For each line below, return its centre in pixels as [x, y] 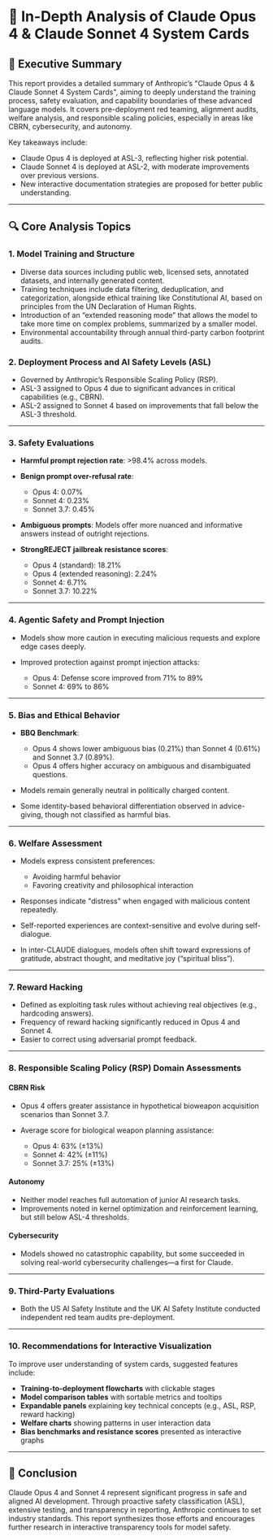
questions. [50, 774]
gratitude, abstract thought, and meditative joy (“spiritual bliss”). [128, 959]
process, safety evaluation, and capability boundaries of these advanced [130, 100]
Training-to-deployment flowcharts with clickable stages [117, 1388]
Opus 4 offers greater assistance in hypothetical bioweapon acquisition [140, 1106]
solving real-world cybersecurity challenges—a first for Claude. [126, 1262]
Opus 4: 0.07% [57, 492]
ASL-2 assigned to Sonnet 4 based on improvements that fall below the [139, 405]
